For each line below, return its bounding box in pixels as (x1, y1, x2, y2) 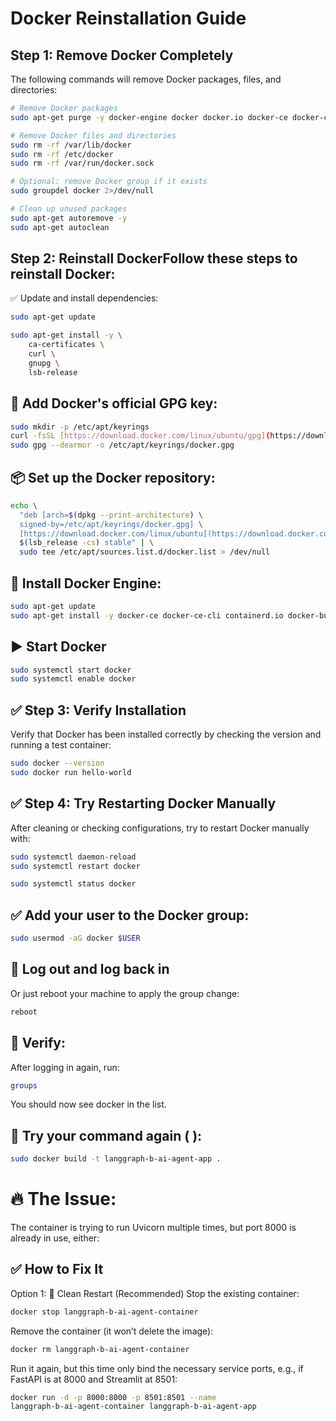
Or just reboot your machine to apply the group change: (10, 987, 240, 999)
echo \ (10, 500, 38, 511)
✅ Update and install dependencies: (10, 292, 159, 304)
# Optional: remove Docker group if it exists (10, 177, 208, 187)
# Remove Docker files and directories (10, 130, 177, 141)
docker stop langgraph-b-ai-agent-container (10, 1307, 199, 1317)
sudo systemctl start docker (10, 665, 132, 675)
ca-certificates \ (28, 340, 105, 350)
